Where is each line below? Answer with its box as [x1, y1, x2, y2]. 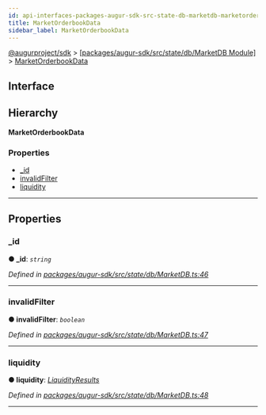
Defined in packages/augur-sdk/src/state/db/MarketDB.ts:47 [8, 329, 208, 339]
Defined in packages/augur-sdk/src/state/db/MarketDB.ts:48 [8, 390, 209, 400]
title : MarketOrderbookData [8, 19, 101, 27]
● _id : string [8, 254, 51, 264]
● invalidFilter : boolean [8, 314, 85, 324]
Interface [8, 79, 55, 93]
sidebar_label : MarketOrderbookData [8, 26, 129, 34]
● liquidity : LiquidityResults [8, 375, 100, 385]
